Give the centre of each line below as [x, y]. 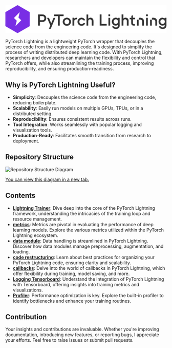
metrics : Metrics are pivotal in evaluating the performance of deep [83, 224]
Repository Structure [40, 157]
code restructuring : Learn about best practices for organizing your [83, 257]
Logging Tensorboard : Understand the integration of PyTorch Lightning [88, 279]
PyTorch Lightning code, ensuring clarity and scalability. [72, 263]
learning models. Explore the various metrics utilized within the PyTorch [88, 230]
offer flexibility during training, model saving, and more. [71, 273]
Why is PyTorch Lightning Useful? [60, 85]
